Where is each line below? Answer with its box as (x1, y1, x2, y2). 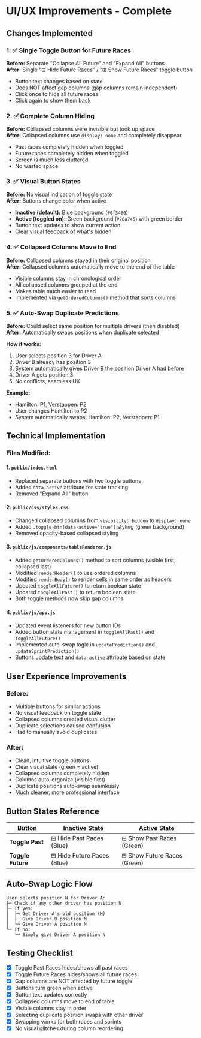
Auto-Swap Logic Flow (6, 879, 93, 889)
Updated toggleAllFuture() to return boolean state (14, 582, 142, 589)
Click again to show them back (14, 97, 91, 104)
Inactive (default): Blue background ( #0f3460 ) (14, 209, 129, 216)
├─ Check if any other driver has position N (6, 900, 121, 906)
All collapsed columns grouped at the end (14, 281, 118, 288)
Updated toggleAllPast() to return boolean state (14, 588, 136, 595)
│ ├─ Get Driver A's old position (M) (6, 910, 106, 917)
